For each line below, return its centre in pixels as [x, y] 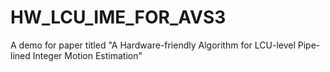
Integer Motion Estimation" [87, 55]
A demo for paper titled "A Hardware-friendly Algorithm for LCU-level [153, 45]
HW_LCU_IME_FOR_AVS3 [118, 17]
